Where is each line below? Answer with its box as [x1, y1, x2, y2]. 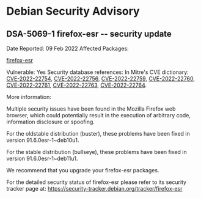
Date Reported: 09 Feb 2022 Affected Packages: [6, 45, 130, 52]
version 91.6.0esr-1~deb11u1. [6, 155, 78, 162]
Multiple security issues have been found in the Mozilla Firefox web [6, 105, 176, 112]
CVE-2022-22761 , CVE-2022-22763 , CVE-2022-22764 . [6, 81, 147, 89]
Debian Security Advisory [6, 4, 140, 18]
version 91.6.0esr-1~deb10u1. [6, 136, 79, 144]
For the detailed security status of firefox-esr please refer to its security [6, 178, 187, 186]
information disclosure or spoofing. [6, 118, 95, 125]
